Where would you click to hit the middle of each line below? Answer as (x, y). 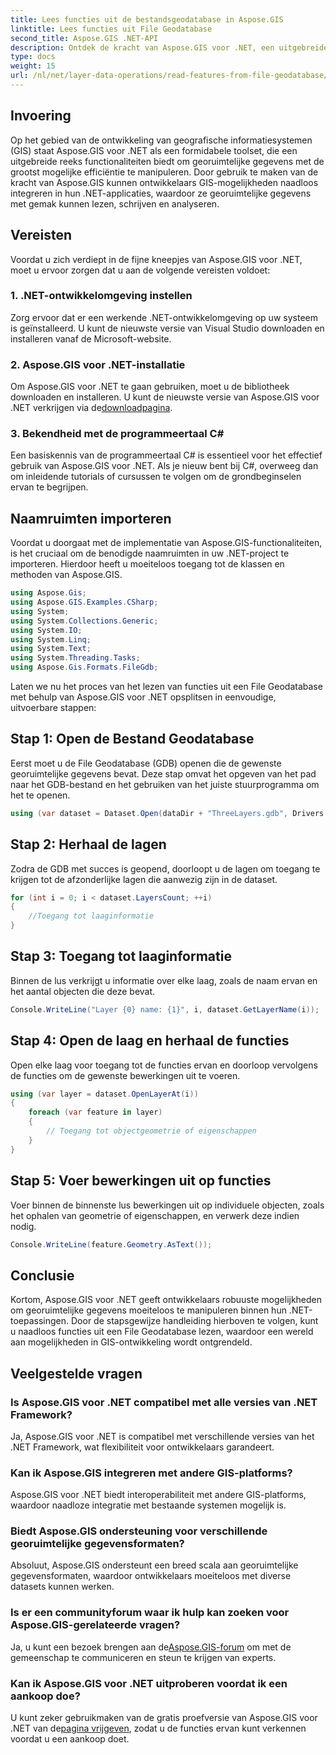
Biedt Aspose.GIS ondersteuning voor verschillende (139, 1531)
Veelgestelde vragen (76, 1373)
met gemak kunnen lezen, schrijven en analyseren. (115, 203)
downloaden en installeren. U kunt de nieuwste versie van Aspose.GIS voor (165, 397)
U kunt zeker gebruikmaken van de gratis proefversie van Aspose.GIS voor (164, 1718)
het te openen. (40, 795)
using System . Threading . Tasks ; (75, 658)
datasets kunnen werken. (62, 1587)
